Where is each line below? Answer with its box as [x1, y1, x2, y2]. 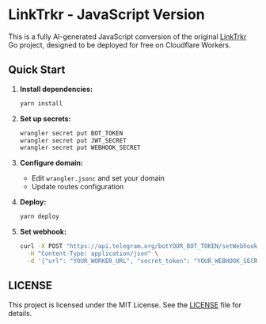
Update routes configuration [31, 182, 124, 192]
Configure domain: [19, 158, 84, 168]
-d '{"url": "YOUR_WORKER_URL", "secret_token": [27, 257, 191, 265]
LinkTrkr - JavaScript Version [8, 6, 205, 24]
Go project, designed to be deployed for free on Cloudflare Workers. [8, 40, 231, 49]
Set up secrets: [19, 113, 71, 124]
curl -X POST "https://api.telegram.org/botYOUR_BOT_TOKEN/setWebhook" [19, 242, 261, 250]
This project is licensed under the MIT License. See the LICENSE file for [8, 299, 242, 310]
